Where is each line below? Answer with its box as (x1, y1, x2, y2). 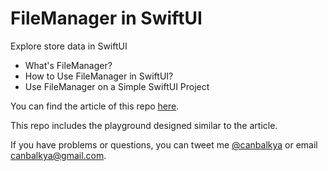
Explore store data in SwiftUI (10, 40, 128, 52)
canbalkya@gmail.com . (10, 149, 107, 161)
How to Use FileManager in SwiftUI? (24, 70, 174, 82)
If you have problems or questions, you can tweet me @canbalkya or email (10, 138, 318, 151)
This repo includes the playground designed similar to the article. (10, 119, 278, 131)
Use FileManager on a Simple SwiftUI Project (24, 80, 210, 92)
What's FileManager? (24, 59, 113, 71)
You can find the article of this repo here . (10, 100, 180, 112)
